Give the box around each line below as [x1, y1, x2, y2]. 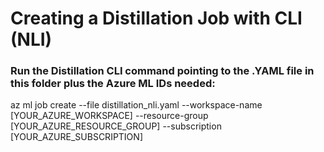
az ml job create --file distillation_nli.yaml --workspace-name [10, 99, 263, 111]
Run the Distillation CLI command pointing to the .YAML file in [10, 64, 315, 78]
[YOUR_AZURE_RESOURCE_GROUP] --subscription [10, 120, 222, 132]
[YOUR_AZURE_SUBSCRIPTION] [10, 131, 143, 143]
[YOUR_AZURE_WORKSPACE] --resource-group [10, 110, 209, 122]
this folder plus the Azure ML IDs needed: [10, 77, 216, 91]
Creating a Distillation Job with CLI [10, 7, 303, 30]
